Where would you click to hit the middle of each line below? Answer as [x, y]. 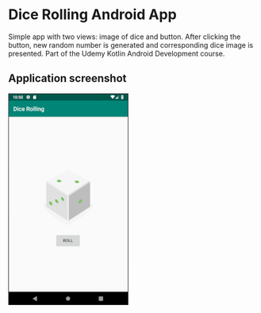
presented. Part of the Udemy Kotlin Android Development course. [117, 53]
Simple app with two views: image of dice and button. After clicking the [125, 37]
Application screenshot [67, 78]
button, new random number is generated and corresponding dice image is [131, 44]
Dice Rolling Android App [92, 15]
